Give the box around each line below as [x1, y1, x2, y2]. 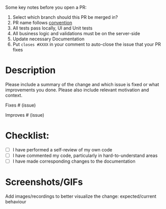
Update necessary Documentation [12, 36, 85, 42]
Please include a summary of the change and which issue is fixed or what [5, 81, 159, 87]
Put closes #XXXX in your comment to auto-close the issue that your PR [12, 41, 161, 47]
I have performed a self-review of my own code [12, 146, 113, 152]
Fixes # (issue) [5, 102, 36, 108]
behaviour [5, 199, 26, 204]
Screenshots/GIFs [5, 176, 83, 188]
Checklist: [5, 130, 50, 142]
